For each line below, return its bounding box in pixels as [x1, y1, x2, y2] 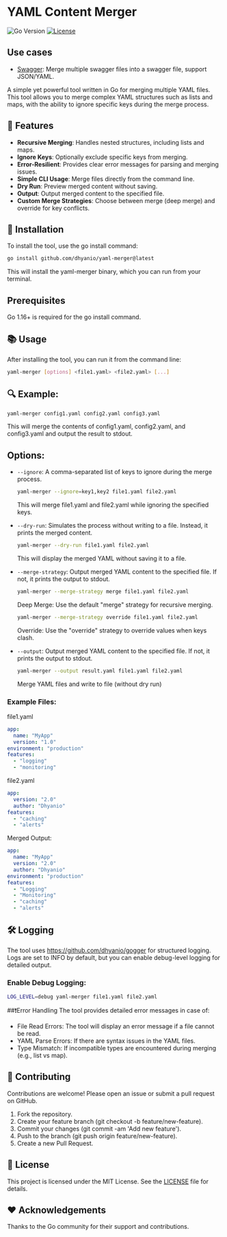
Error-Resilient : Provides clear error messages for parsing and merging [16, 160, 219, 168]
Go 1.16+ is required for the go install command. [7, 313, 142, 321]
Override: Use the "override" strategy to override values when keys [16, 626, 207, 635]
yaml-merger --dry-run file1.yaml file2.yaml [16, 542, 149, 549]
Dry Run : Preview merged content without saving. [16, 182, 158, 190]
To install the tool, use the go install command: [7, 241, 138, 250]
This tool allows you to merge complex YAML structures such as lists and [7, 93, 213, 101]
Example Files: [7, 697, 57, 707]
